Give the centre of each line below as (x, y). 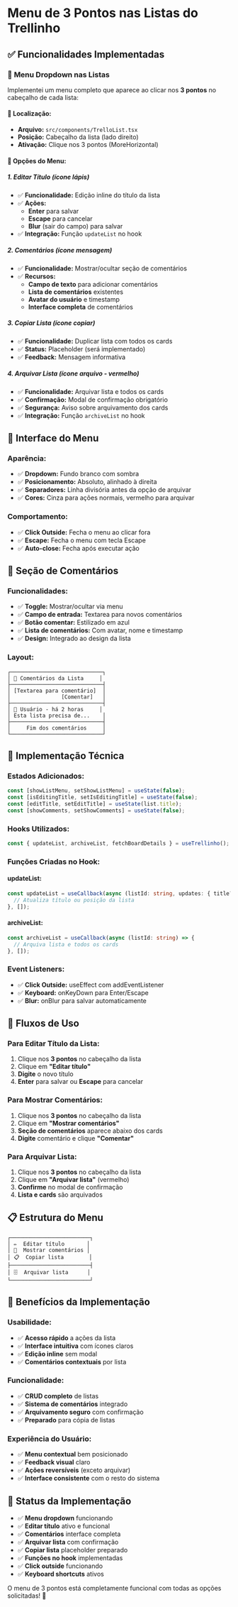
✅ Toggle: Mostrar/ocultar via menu (70, 607)
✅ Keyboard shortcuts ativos (61, 1574)
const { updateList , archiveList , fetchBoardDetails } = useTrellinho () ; (119, 843)
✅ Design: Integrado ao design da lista (74, 638)
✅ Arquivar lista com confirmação (68, 1542)
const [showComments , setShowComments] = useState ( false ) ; (96, 811)
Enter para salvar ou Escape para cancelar (80, 1082)
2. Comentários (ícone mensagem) (60, 251)
